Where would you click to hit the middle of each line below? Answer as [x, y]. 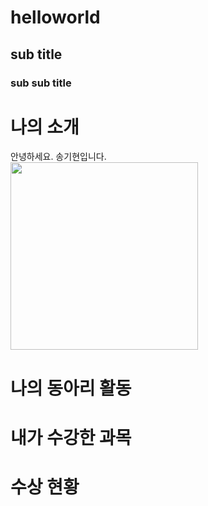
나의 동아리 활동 [71, 388]
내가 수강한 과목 [71, 437]
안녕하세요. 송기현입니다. [58, 157]
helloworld [55, 17]
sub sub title [41, 83]
